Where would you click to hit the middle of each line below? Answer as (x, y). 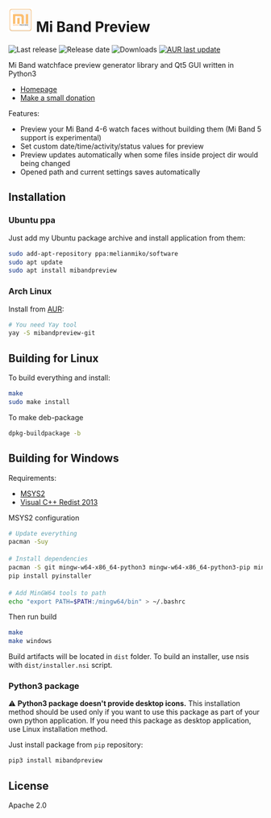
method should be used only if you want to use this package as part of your (134, 712)
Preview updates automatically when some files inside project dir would (139, 154)
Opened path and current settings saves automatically (110, 172)
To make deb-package (46, 417)
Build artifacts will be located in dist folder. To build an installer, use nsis (129, 657)
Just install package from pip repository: (76, 745)
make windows (30, 641)
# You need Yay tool (43, 325)
